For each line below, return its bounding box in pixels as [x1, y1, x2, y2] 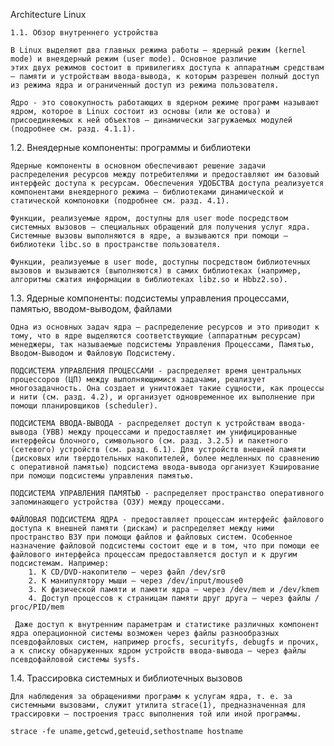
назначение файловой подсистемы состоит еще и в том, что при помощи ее [10, 541, 320, 551]
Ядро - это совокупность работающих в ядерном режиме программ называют [10, 98, 320, 108]
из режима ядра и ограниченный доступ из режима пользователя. [10, 80, 280, 90]
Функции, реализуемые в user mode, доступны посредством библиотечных [10, 257, 311, 267]
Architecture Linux [10, 9, 87, 20]
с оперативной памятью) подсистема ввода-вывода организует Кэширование [10, 462, 320, 472]
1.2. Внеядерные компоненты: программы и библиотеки [10, 142, 252, 153]
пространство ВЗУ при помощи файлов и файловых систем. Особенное [10, 532, 293, 542]
